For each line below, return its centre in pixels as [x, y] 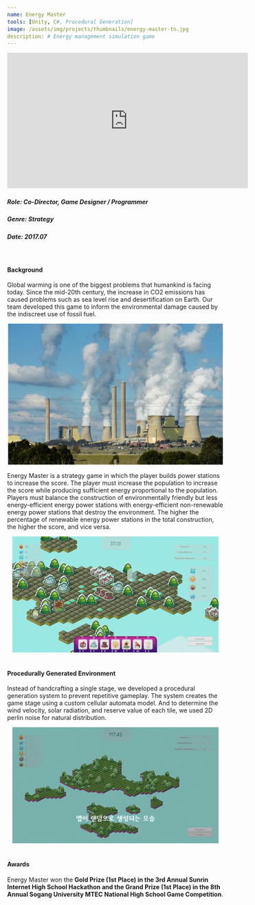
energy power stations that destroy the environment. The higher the [103, 512]
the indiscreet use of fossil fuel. [52, 314]
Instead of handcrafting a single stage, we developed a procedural [101, 688]
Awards [18, 864]
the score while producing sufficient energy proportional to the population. [113, 490]
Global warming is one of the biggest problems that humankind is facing [109, 285]
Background [25, 270]
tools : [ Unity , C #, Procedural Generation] [70, 22]
